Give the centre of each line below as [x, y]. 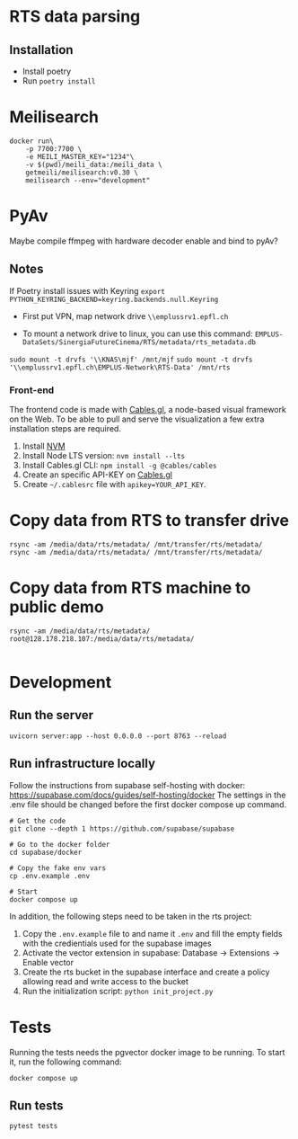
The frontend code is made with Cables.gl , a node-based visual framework [148, 409]
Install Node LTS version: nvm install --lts [104, 455]
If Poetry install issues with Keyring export [88, 290]
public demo [57, 607]
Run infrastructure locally [82, 764]
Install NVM [44, 446]
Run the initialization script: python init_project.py [118, 991]
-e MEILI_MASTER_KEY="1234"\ [80, 156]
